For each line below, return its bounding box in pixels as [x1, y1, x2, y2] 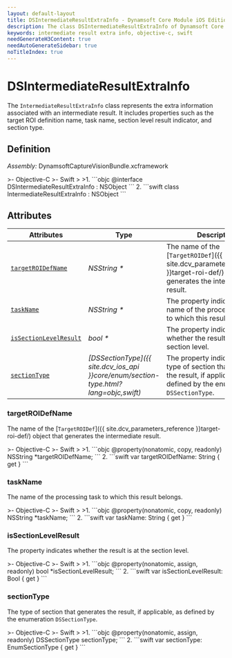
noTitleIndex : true [7, 49, 64, 56]
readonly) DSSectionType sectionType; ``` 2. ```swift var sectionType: [7, 635, 202, 643]
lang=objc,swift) [88, 388, 142, 397]
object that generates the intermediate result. [32, 431, 161, 440]
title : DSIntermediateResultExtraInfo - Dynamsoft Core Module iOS [7, 17, 206, 23]
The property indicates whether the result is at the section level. [7, 547, 189, 555]
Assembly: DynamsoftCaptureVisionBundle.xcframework [7, 162, 169, 170]
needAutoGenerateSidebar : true [7, 42, 97, 49]
